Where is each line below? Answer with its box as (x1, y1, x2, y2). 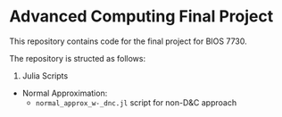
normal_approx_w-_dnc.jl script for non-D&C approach (35, 96, 237, 108)
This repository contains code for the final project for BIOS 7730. (9, 36, 247, 46)
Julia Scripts (21, 70, 69, 81)
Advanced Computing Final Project (9, 6, 274, 27)
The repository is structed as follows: (9, 53, 146, 63)
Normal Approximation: (21, 88, 108, 98)
